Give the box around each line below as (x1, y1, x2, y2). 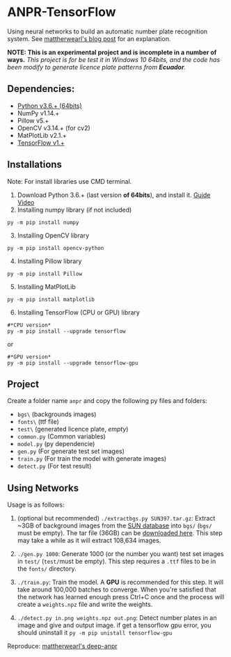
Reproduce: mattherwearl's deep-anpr (7, 642, 118, 651)
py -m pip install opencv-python (7, 244, 104, 251)
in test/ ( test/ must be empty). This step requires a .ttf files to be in (17, 557, 216, 566)
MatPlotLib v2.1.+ (17, 131, 67, 139)
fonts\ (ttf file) (17, 418, 59, 426)
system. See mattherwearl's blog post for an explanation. (7, 34, 171, 42)
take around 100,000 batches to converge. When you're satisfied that (17, 585, 216, 594)
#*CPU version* (7, 322, 51, 328)
